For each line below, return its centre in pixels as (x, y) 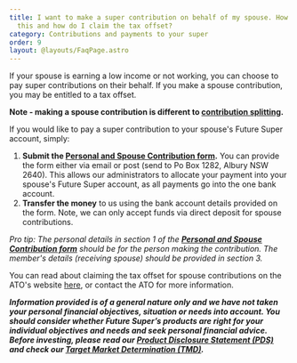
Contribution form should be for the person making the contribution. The (144, 249)
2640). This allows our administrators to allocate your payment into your (154, 175)
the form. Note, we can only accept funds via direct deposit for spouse (152, 213)
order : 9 (25, 42)
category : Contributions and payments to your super (109, 34)
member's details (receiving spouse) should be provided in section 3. (136, 258)
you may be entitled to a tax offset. (73, 95)
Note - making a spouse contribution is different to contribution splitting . (147, 112)
